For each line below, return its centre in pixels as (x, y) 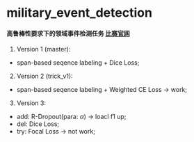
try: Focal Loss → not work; (56, 132)
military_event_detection (79, 13)
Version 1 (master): (43, 49)
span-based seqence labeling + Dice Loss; (78, 63)
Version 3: (31, 103)
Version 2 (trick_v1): (45, 76)
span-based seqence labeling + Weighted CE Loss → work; (102, 90)
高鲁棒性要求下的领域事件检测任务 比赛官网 (68, 33)
